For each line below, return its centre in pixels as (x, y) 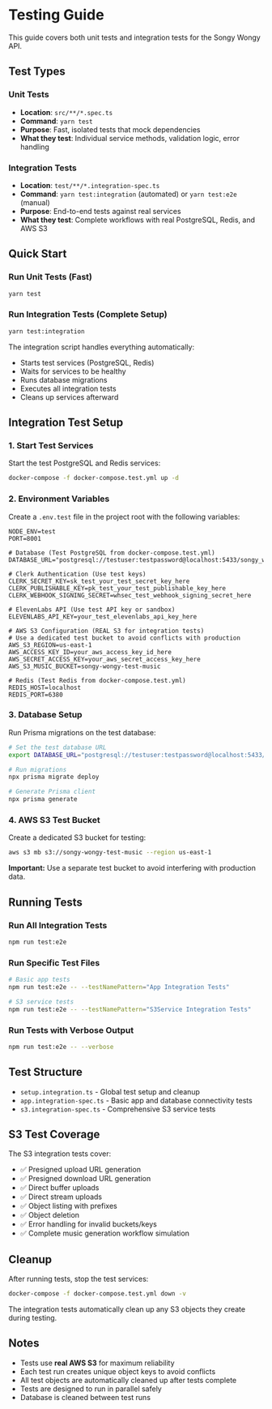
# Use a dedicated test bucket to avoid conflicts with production (125, 638)
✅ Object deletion (49, 1215)
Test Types (37, 72)
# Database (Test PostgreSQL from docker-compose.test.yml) (112, 553)
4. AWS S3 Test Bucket (54, 820)
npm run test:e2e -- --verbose (61, 1047)
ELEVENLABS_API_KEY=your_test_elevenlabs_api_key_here (103, 617)
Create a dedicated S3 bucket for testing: (77, 837)
